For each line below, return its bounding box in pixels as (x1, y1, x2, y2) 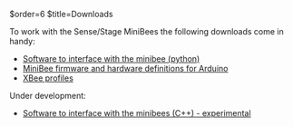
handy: (9, 36, 35, 46)
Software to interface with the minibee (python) (22, 54, 200, 63)
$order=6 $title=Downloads (9, 9, 113, 19)
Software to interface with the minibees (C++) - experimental (22, 108, 251, 118)
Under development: (9, 91, 86, 101)
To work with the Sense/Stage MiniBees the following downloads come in (9, 26, 284, 36)
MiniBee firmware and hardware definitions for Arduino (22, 63, 229, 73)
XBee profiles (22, 73, 74, 83)
